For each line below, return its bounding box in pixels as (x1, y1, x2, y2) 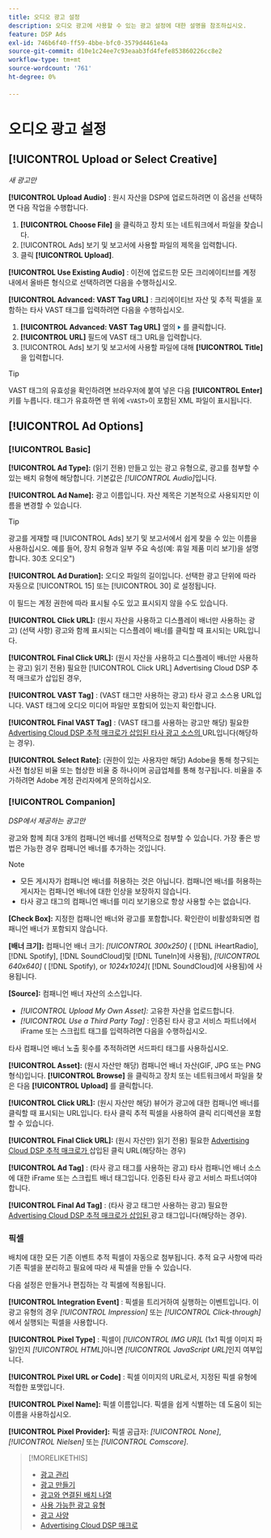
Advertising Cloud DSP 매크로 (40, 1520, 139, 1530)
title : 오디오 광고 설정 (8, 13, 81, 21)
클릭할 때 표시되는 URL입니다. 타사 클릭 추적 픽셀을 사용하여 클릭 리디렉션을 (8, 1108, 247, 1117)
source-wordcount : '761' (8, 65, 92, 73)
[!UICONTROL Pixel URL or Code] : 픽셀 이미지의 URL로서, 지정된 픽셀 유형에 (8, 1372, 257, 1382)
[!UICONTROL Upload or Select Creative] (8, 152, 218, 166)
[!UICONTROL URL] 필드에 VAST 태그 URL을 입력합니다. (19, 332, 202, 342)
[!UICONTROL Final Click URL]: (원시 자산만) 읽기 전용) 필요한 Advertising (8, 1135, 250, 1145)
